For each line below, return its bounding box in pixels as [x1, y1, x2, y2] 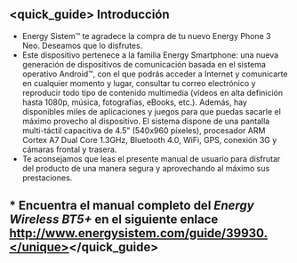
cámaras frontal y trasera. [21, 144, 117, 155]
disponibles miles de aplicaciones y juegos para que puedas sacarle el [21, 106, 282, 116]
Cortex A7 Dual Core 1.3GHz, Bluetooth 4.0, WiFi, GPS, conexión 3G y [21, 134, 277, 145]
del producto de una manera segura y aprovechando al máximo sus [21, 163, 270, 173]
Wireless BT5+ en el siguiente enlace [9, 212, 219, 227]
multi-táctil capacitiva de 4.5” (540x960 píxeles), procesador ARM [21, 124, 266, 136]
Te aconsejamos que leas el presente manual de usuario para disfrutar [21, 153, 281, 163]
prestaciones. [21, 172, 73, 183]
